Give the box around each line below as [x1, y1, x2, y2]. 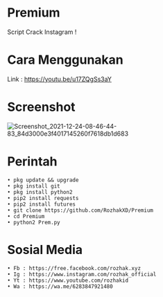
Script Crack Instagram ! [7, 28, 77, 36]
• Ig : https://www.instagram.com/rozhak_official [7, 271, 157, 278]
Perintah [7, 154, 58, 169]
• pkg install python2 [7, 188, 73, 195]
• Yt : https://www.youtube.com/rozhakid [7, 277, 129, 284]
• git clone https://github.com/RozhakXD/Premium [7, 206, 154, 214]
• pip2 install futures [7, 201, 76, 208]
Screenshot [7, 99, 76, 115]
